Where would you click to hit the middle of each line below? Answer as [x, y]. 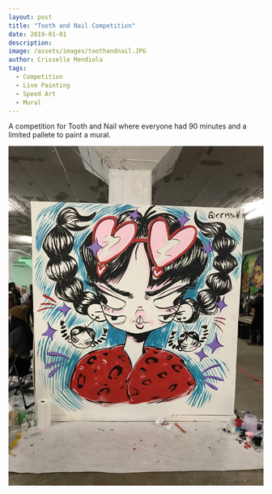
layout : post [30, 17]
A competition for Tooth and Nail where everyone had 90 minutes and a [127, 126]
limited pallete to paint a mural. [60, 135]
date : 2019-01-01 [38, 34]
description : [30, 43]
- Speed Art [36, 94]
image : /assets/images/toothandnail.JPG [78, 51]
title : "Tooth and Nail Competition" [72, 25]
